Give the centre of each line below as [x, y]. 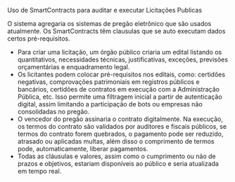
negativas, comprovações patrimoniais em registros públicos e [108, 82]
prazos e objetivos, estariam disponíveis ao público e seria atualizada [118, 163]
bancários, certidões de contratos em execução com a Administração [119, 89]
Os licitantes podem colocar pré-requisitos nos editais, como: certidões [121, 74]
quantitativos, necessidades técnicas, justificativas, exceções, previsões [123, 59]
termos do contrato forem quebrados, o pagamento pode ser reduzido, [120, 134]
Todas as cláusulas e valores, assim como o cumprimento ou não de [116, 156]
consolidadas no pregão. [53, 112]
